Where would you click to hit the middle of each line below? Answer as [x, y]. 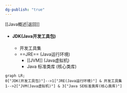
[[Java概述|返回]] [23, 24]
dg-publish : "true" [25, 10]
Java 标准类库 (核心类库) [52, 66]
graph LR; [15, 76]
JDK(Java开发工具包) [34, 36]
